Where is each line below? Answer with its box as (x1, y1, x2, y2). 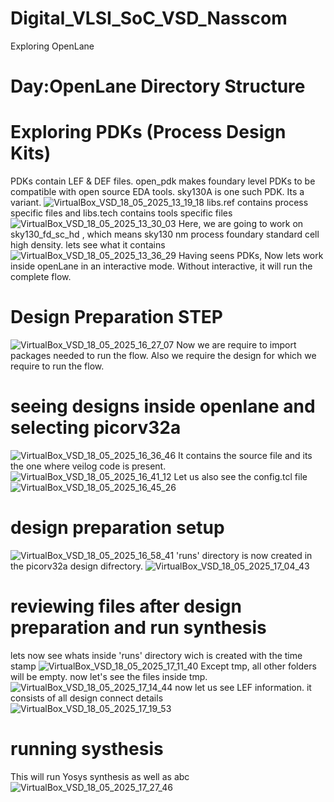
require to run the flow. (10, 360, 105, 372)
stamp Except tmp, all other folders (10, 660, 317, 672)
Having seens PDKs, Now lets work (178, 250, 324, 262)
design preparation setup (10, 517, 225, 539)
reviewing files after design (10, 595, 242, 618)
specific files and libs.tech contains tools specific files (10, 207, 233, 219)
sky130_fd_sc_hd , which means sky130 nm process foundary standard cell (10, 228, 320, 241)
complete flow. (10, 271, 72, 283)
